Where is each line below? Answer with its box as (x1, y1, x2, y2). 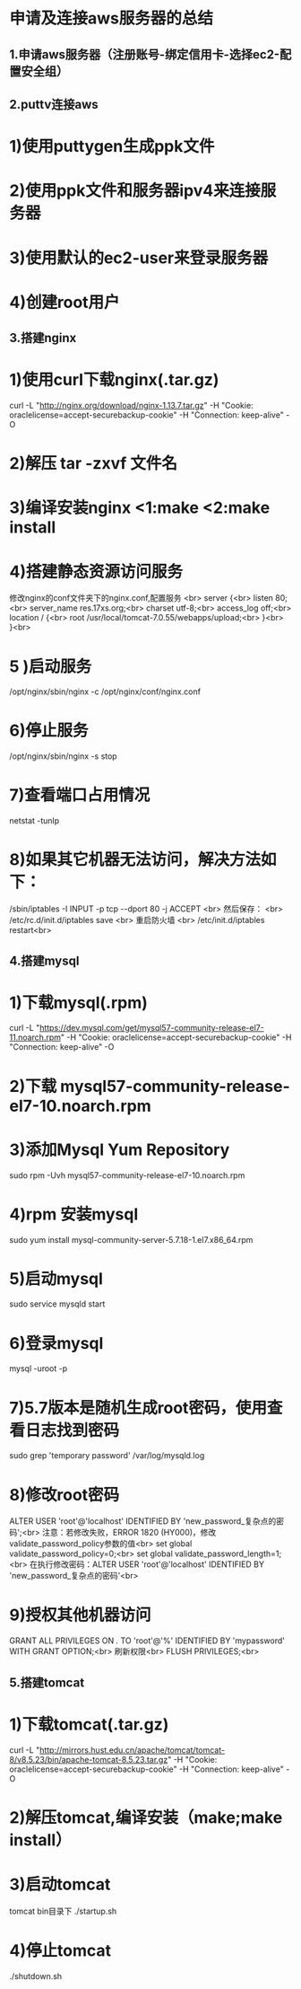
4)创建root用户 (9, 292, 120, 312)
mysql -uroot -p (9, 1363, 68, 1374)
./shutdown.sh (9, 1970, 63, 1981)
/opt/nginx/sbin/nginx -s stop (9, 751, 118, 761)
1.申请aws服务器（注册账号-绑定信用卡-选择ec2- (9, 47, 280, 62)
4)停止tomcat (9, 1941, 112, 1960)
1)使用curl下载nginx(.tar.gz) (9, 370, 219, 391)
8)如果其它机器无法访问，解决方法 (9, 849, 262, 870)
